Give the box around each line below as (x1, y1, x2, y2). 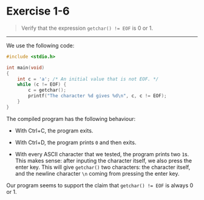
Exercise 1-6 (6, 4, 70, 18)
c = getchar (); (28, 87, 67, 94)
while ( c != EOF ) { (17, 81, 67, 88)
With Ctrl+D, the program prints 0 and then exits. (15, 139, 137, 146)
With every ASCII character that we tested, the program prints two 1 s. (15, 150, 189, 157)
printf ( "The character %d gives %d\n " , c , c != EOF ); (28, 93, 167, 99)
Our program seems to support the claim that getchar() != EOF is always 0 (6, 181, 194, 189)
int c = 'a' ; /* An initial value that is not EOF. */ (17, 76, 159, 82)
